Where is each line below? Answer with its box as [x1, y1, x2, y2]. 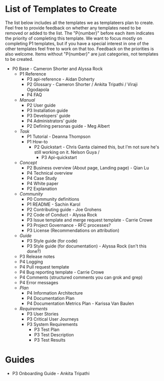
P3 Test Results [34, 337, 66, 343]
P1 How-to [26, 138, 48, 144]
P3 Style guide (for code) [26, 238, 78, 244]
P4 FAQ [26, 92, 43, 98]
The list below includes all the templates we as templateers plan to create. [5, 20, 154, 26]
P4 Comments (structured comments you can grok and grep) [19, 274, 143, 280]
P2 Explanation [26, 186, 57, 191]
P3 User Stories [26, 311, 59, 317]
